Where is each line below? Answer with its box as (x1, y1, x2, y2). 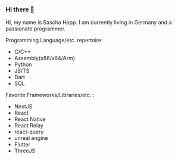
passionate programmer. (5, 25, 66, 32)
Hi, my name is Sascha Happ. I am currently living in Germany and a (5, 19, 172, 26)
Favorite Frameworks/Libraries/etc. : (5, 92, 95, 99)
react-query (14, 128, 44, 136)
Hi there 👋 (5, 5, 35, 14)
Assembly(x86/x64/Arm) (14, 55, 76, 62)
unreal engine (14, 135, 48, 142)
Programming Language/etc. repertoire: (5, 37, 103, 44)
